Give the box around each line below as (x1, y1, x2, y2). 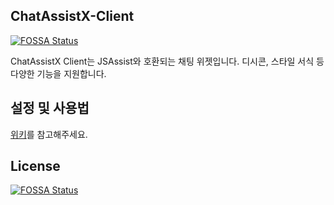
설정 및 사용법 (10, 100, 90, 117)
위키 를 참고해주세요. (10, 128, 88, 140)
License (10, 158, 61, 175)
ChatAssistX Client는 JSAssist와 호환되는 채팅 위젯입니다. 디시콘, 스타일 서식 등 (10, 55, 325, 67)
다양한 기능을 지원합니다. (10, 67, 107, 79)
